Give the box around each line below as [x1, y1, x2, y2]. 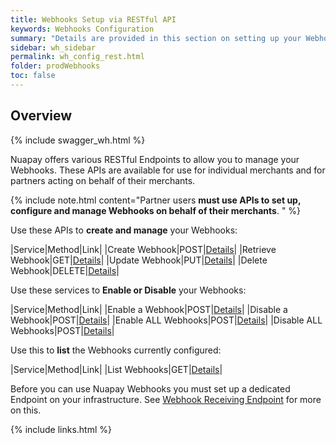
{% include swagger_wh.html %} [10, 134, 146, 146]
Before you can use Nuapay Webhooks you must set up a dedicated [10, 382, 291, 395]
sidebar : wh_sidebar [10, 42, 97, 53]
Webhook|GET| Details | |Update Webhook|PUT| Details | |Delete [10, 254, 268, 266]
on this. [10, 404, 42, 416]
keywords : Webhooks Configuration [10, 24, 155, 34]
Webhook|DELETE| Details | [10, 264, 120, 276]
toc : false [10, 71, 56, 81]
